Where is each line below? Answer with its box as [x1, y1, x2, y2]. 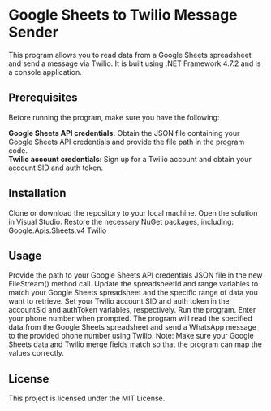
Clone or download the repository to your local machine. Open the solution [8, 208, 258, 217]
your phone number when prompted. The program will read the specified [8, 313, 253, 323]
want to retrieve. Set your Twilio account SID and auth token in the [8, 296, 230, 306]
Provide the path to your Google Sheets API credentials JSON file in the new [8, 270, 263, 280]
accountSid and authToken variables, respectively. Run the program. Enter [8, 305, 256, 315]
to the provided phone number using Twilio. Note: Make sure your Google [8, 331, 254, 341]
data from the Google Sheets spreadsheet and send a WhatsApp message [8, 322, 257, 332]
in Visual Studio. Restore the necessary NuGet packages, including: [8, 216, 234, 226]
